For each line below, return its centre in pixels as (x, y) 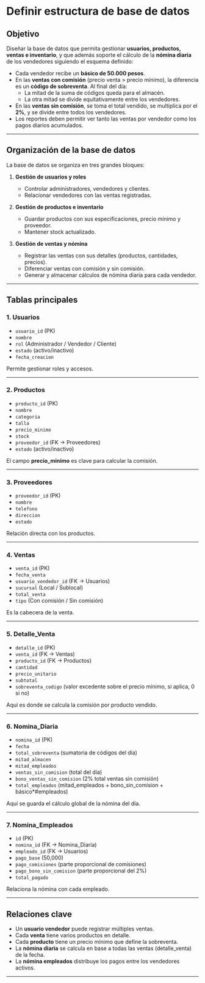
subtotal (26, 680)
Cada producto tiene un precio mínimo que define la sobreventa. (97, 942)
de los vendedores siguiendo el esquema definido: (70, 61)
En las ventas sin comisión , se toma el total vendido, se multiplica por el (106, 106)
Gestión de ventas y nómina (51, 243)
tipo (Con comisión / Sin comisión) (59, 601)
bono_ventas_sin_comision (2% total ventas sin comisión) (87, 778)
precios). (35, 262)
